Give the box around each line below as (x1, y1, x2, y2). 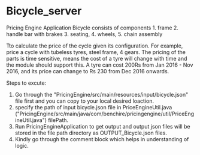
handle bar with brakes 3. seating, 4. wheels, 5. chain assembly (6, 30, 163, 37)
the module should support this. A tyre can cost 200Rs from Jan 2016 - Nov (6, 61, 193, 68)
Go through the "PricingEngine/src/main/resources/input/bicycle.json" (14, 91, 189, 98)
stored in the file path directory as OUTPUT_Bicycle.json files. (14, 129, 168, 136)
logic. (14, 142, 29, 149)
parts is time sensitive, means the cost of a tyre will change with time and (6, 55, 187, 62)
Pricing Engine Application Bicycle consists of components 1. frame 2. (6, 24, 178, 31)
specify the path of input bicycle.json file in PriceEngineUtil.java (14, 103, 172, 111)
